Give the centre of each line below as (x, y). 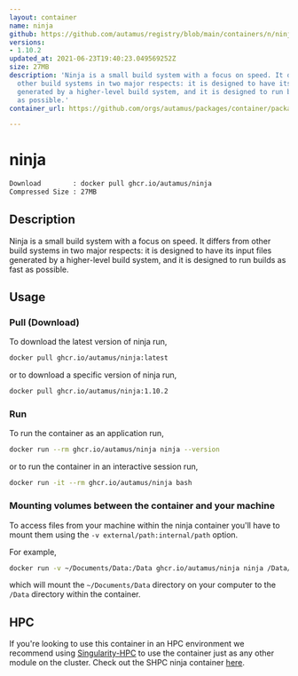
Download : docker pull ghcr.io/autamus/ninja (111, 184)
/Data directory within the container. (75, 594)
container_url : (37, 108)
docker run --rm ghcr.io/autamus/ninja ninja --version (114, 449)
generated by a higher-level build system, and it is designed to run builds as (148, 259)
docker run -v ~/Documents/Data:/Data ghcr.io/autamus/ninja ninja (137, 568)
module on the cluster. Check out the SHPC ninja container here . (127, 663)
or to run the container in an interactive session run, (104, 466)
